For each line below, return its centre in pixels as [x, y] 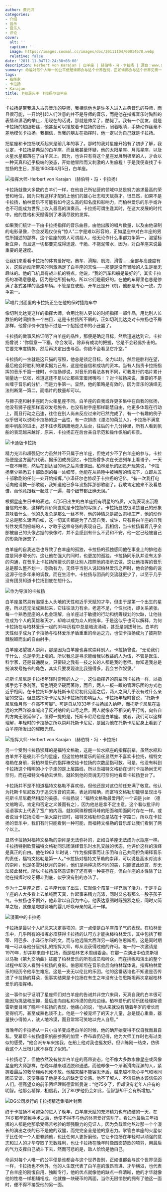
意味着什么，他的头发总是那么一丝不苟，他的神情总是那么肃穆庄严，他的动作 [83, 514]
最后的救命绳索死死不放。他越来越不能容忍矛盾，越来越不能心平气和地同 [88, 1072]
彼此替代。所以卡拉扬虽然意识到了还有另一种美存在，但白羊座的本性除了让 [85, 871]
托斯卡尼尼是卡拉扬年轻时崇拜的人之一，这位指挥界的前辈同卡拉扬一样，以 [81, 679]
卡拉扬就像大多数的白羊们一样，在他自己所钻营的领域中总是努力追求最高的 [81, 190]
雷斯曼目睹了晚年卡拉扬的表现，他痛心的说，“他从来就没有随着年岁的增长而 [83, 1007]
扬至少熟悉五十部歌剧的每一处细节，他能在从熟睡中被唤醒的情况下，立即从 [81, 472]
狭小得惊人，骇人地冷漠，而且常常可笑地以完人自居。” [64, 1019]
